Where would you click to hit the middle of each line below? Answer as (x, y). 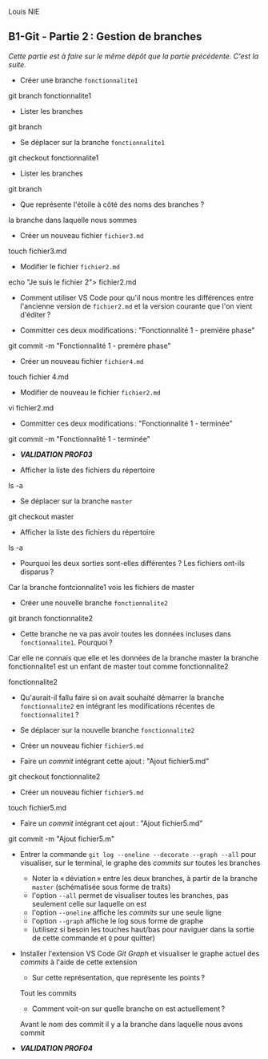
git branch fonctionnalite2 (51, 618)
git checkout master (41, 516)
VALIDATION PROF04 (56, 1048)
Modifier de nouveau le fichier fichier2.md (90, 392)
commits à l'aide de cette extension (78, 962)
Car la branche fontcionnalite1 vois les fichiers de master (102, 587)
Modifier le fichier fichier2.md (70, 266)
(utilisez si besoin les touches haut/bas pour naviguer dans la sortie (143, 929)
